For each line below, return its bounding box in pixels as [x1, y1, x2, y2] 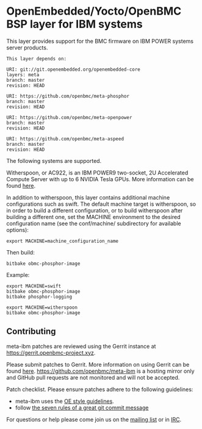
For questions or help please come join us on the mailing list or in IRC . [6, 416, 182, 423]
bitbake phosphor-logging [6, 294, 72, 300]
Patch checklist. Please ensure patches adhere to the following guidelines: [6, 386, 193, 393]
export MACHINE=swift [6, 283, 62, 289]
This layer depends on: [6, 56, 67, 62]
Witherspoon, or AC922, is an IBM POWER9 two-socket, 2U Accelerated [6, 169, 189, 176]
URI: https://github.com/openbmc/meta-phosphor [6, 93, 130, 99]
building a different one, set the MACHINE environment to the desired [6, 213, 181, 220]
